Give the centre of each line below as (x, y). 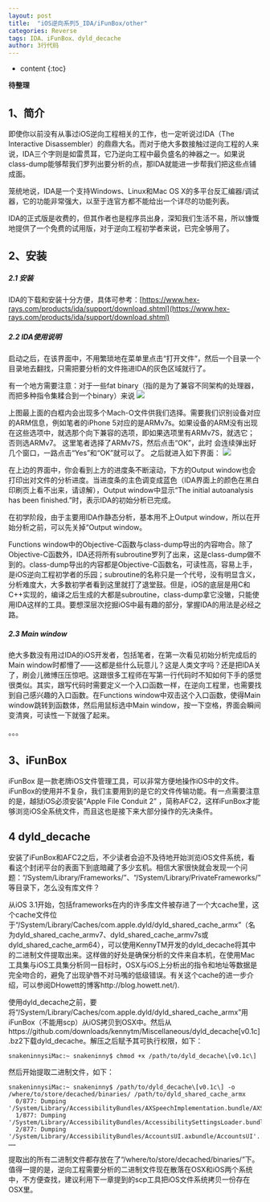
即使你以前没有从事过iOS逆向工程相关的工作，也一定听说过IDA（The (121, 133)
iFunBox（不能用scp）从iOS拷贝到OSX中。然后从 (90, 1022)
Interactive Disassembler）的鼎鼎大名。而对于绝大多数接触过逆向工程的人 (130, 144)
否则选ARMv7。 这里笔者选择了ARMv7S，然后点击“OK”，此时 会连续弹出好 (133, 443)
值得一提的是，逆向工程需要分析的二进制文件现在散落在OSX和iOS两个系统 (131, 1169)
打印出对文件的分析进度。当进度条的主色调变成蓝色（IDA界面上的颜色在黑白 (134, 480)
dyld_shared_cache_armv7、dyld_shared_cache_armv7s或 (112, 934)
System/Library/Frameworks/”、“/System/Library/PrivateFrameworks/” (144, 877)
